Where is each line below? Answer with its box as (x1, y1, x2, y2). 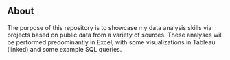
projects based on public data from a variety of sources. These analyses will (7, 31, 223, 39)
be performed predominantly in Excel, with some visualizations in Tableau (7, 37, 216, 46)
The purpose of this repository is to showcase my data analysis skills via (7, 23, 212, 31)
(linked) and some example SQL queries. (7, 45, 122, 53)
